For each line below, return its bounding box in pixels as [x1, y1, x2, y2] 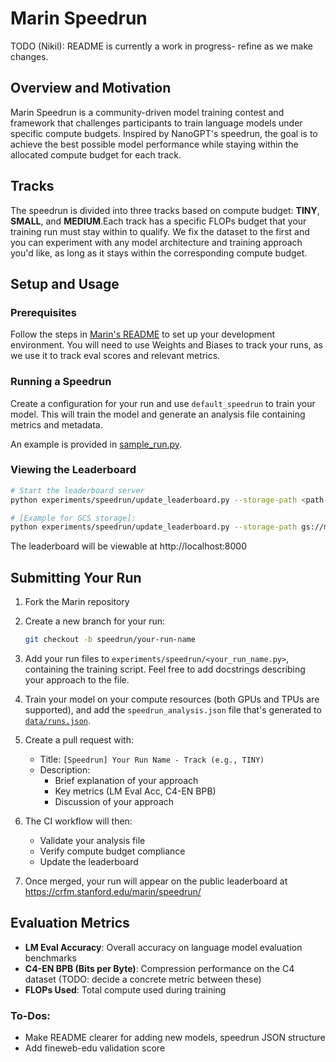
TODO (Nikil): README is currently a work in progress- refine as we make [10, 40, 313, 52]
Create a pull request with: [24, 734, 134, 746]
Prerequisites [10, 305, 77, 319]
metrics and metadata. [10, 418, 103, 431]
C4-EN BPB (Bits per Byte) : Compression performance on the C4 [24, 962, 295, 974]
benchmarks [24, 952, 77, 964]
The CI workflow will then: [24, 815, 133, 827]
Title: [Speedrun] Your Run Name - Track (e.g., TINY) [39, 753, 265, 766]
